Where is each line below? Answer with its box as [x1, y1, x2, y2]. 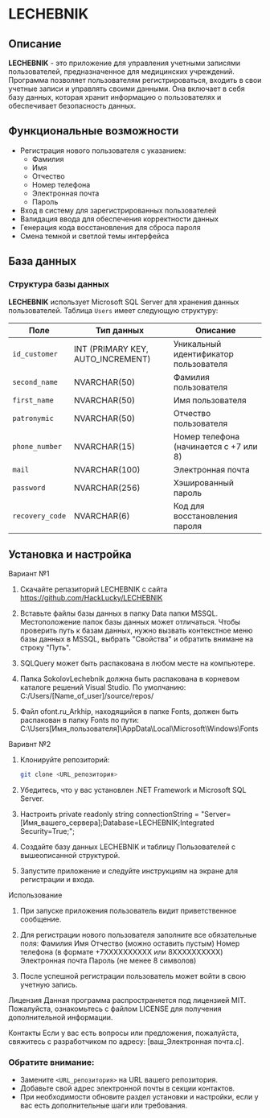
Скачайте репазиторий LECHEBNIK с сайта [19, 584, 168, 594]
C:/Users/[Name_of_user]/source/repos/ [19, 691, 154, 701]
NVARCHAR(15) [73, 440, 135, 452]
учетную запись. [19, 980, 78, 990]
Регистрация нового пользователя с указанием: [19, 146, 186, 155]
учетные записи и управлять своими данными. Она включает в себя [8, 84, 245, 93]
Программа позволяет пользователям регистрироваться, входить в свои [8, 76, 262, 85]
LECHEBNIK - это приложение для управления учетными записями [8, 58, 241, 68]
